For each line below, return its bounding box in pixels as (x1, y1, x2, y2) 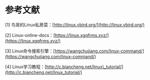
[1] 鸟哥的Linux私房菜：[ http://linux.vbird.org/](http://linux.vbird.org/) (5, 22, 145, 28)
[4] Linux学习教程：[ (5, 64, 47, 70)
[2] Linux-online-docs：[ (5, 32, 56, 38)
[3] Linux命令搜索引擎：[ (5, 48, 55, 54)
